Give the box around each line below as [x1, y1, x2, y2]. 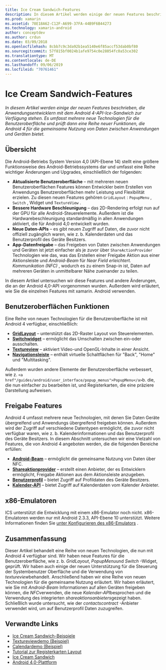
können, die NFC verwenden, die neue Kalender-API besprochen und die [5, 590, 151, 595]
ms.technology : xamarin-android [5, 26, 72, 31]
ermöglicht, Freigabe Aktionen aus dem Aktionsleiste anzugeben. [12, 472, 145, 478]
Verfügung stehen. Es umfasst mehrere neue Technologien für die [5, 115, 140, 121]
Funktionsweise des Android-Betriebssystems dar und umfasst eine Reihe [5, 164, 156, 170]
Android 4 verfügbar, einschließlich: [5, 321, 78, 327]
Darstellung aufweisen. [5, 387, 52, 393]
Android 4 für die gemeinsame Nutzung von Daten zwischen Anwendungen [5, 126, 160, 132]
